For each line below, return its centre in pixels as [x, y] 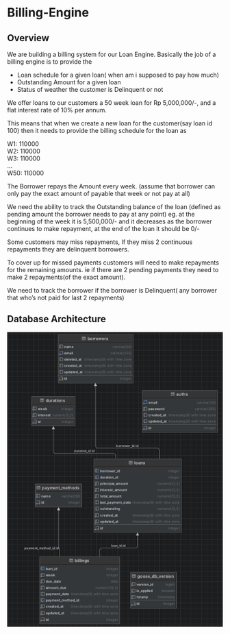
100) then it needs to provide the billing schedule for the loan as [97, 131]
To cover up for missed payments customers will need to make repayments [113, 263]
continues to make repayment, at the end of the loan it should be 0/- [103, 229]
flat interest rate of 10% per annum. [57, 110]
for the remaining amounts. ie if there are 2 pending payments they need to [113, 270]
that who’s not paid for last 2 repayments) [66, 297]
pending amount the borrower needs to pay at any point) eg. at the [101, 214]
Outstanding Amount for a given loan [69, 82]
